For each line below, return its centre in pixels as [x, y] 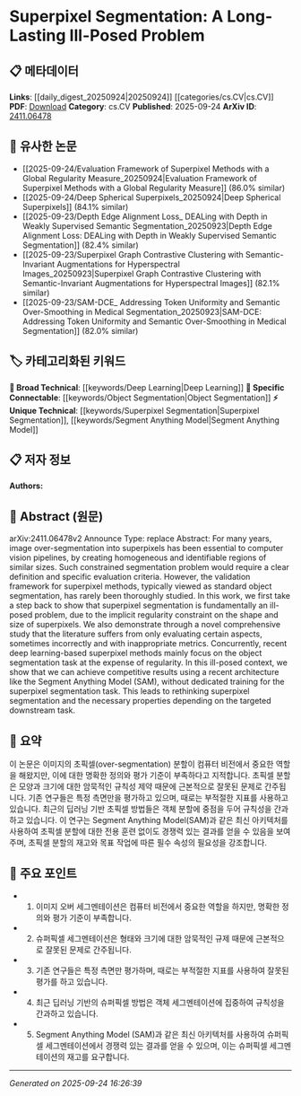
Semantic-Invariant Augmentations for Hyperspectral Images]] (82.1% [151, 283]
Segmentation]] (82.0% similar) [80, 330]
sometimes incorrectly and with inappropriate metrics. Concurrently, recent [148, 644]
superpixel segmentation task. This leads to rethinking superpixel [129, 691]
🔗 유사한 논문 [43, 147]
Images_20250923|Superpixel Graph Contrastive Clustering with [142, 273]
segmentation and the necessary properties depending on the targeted [140, 701]
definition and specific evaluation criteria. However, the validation [130, 577]
